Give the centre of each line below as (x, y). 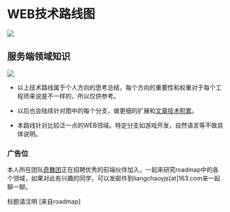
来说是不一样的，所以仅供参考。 (74, 96)
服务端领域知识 (39, 57)
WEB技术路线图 (51, 14)
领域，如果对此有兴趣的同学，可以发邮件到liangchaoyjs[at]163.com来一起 (117, 178)
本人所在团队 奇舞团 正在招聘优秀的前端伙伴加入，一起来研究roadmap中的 (110, 170)
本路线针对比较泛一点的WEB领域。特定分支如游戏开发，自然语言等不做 (117, 125)
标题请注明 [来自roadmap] (44, 202)
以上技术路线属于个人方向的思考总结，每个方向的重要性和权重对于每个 (116, 87)
